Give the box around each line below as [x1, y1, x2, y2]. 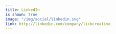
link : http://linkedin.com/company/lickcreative [5, 21, 111, 26]
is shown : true [5, 12, 38, 17]
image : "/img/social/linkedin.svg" [5, 16, 81, 21]
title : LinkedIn [5, 7, 40, 12]
